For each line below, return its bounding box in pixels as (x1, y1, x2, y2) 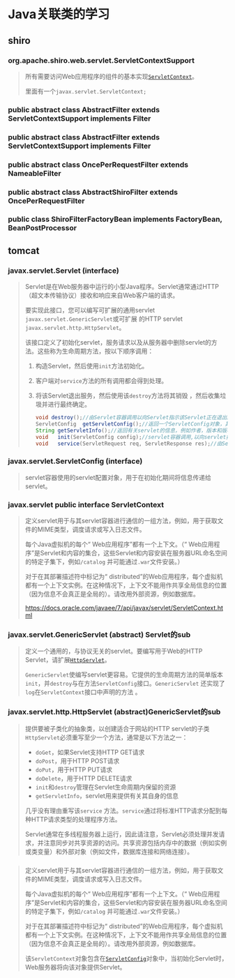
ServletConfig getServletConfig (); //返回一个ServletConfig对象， (35, 421, 225, 428)
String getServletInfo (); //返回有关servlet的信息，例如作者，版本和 (35, 427, 222, 434)
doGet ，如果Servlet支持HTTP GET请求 (35, 748, 145, 756)
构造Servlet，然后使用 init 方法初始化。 (35, 362, 149, 370)
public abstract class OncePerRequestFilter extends (8, 160, 189, 170)
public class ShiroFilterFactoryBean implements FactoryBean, (8, 214, 222, 224)
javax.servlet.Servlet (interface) (8, 266, 119, 276)
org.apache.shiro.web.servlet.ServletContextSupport (8, 55, 195, 65)
